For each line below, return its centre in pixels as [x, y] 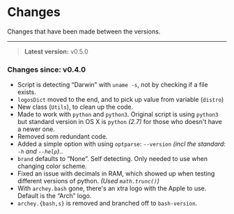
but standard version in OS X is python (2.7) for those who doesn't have [119, 122]
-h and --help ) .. [40, 151]
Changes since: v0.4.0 [46, 69]
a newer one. [36, 129]
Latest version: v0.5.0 [56, 51]
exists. [26, 92]
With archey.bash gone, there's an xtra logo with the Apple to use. [112, 188]
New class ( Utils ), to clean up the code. [75, 107]
